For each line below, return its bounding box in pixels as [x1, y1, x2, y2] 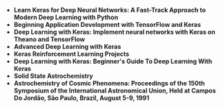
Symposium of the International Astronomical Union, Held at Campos [13, 86, 216, 95]
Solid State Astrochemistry [13, 72, 93, 80]
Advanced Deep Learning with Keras [13, 43, 122, 50]
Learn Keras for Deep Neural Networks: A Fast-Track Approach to [13, 6, 206, 14]
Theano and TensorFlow [13, 35, 86, 43]
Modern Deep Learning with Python [13, 13, 119, 21]
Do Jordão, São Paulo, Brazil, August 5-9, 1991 [13, 94, 150, 102]
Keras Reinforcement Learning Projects [13, 50, 130, 58]
